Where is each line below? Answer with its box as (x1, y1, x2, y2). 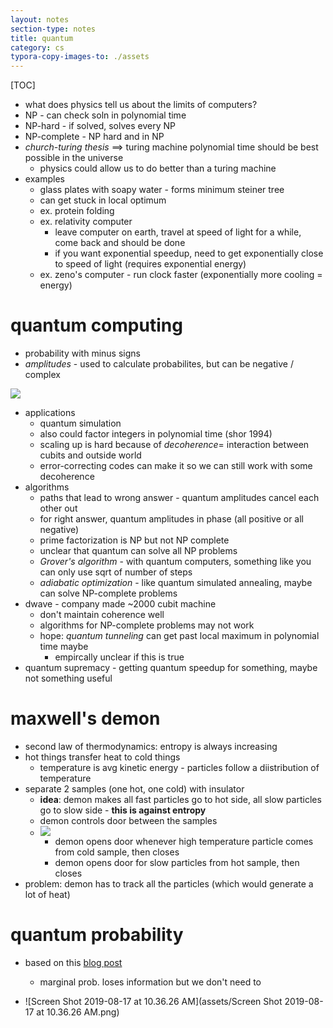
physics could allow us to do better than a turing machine (39, 162, 277, 175)
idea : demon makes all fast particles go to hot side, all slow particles (39, 794, 322, 805)
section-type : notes (10, 24, 97, 34)
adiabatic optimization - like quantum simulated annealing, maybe (39, 577, 313, 589)
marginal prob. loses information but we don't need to (39, 976, 262, 988)
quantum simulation (39, 417, 122, 430)
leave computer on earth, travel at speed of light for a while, (54, 226, 302, 238)
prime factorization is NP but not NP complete (39, 534, 230, 546)
